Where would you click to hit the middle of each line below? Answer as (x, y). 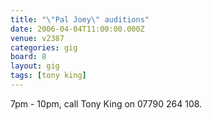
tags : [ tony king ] (48, 76)
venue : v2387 (37, 38)
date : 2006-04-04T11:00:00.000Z (77, 29)
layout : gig (35, 66)
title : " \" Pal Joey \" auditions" (80, 19)
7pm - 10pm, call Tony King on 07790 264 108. (106, 103)
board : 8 (28, 57)
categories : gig (44, 47)
